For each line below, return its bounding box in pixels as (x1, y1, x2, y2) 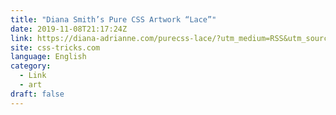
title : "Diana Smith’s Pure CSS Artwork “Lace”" (10, 14, 217, 25)
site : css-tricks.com (10, 42, 101, 53)
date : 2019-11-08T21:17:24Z (10, 24, 128, 34)
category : (10, 61, 52, 71)
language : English (10, 52, 87, 62)
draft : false (10, 89, 65, 99)
